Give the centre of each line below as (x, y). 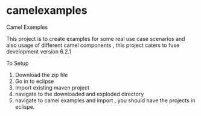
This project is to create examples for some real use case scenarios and (96, 38)
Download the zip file (41, 75)
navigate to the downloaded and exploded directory (79, 94)
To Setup (18, 63)
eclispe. (25, 106)
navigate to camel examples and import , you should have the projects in (105, 100)
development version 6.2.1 (39, 51)
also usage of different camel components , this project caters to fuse (93, 45)
